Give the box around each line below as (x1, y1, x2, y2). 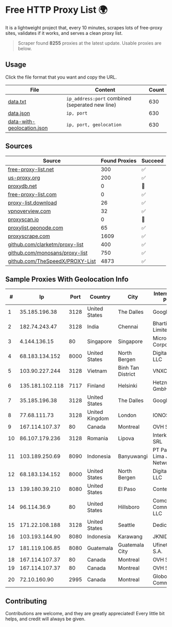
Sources (5, 142, 33, 150)
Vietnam (87, 368, 107, 375)
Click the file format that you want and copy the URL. (5, 74, 117, 80)
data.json (8, 109, 30, 117)
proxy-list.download (8, 199, 57, 206)
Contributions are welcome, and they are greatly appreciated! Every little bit (5, 611, 165, 617)
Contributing (5, 597, 47, 605)
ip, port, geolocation (66, 122, 122, 127)
